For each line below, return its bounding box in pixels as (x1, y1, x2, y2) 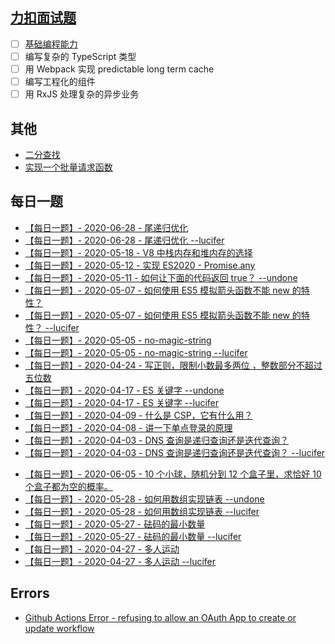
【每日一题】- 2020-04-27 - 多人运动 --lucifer (24, 555, 217, 567)
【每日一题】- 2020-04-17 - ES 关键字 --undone (24, 384, 225, 396)
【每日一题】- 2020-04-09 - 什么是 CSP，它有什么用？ (24, 409, 253, 421)
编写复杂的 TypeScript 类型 (24, 50, 137, 62)
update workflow (24, 622, 95, 634)
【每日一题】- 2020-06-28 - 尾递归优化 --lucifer (24, 234, 225, 246)
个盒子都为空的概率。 (24, 480, 113, 492)
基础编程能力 (24, 38, 78, 50)
